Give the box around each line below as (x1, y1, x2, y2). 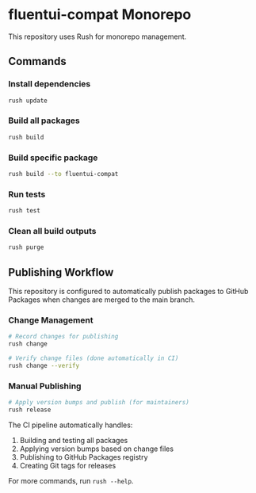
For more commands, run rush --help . (8, 476, 134, 485)
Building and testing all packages (19, 435, 128, 445)
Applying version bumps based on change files (19, 444, 174, 453)
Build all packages (8, 115, 81, 126)
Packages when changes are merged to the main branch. (8, 295, 196, 304)
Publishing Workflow (8, 266, 114, 279)
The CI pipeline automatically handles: (8, 420, 133, 430)
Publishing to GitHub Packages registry (19, 452, 148, 461)
